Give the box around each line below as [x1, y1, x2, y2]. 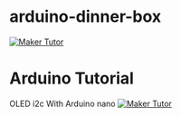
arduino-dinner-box [9, 6, 162, 27]
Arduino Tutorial [9, 68, 134, 89]
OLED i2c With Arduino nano [9, 98, 116, 109]
